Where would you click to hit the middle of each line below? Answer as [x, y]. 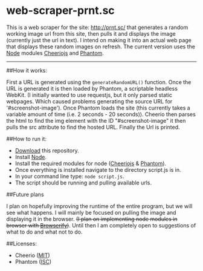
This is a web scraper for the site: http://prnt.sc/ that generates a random [97, 27]
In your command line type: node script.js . [69, 176]
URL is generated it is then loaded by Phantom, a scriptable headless [92, 88]
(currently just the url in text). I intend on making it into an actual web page [99, 40]
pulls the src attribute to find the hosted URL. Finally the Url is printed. [93, 127]
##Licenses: [22, 243]
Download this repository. [47, 150]
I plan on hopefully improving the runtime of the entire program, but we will [99, 206]
